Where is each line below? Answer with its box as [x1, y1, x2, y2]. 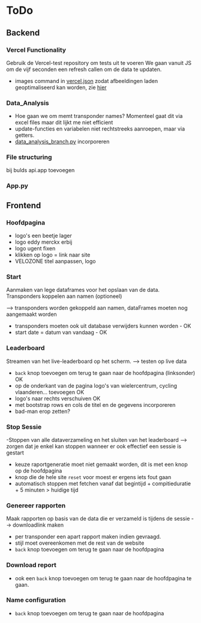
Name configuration [6, 596, 66, 604]
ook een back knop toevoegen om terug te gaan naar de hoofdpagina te [14, 574, 192, 581]
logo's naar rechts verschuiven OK [14, 395, 101, 402]
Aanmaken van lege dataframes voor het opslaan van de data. [6, 287, 160, 294]
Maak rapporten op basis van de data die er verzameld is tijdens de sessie [6, 515, 190, 522]
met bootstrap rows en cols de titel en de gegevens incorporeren [14, 401, 176, 408]
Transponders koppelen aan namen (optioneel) [6, 293, 122, 300]
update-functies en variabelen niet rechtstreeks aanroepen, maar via [14, 125, 185, 132]
